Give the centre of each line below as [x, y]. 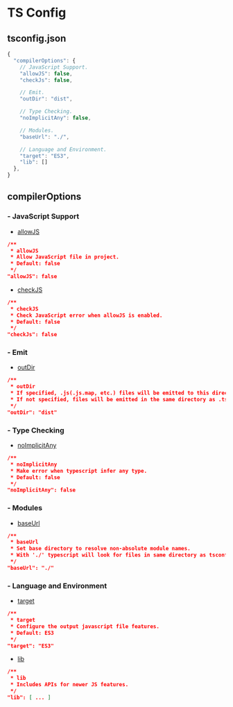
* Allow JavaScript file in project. [64, 257]
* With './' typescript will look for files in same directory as [108, 555]
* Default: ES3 [32, 633]
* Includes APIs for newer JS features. [69, 685]
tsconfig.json [37, 38]
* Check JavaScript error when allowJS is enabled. [86, 315]
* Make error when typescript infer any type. [79, 471]
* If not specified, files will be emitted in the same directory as [113, 400]
